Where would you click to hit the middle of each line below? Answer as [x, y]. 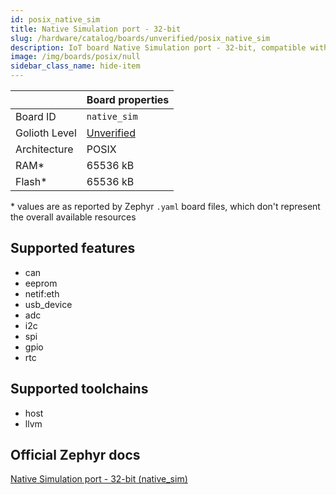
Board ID [36, 116]
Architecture [44, 149]
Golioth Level [46, 133]
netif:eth [42, 293]
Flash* [31, 181]
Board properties [128, 99]
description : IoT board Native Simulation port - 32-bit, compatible [158, 47]
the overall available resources [73, 217]
